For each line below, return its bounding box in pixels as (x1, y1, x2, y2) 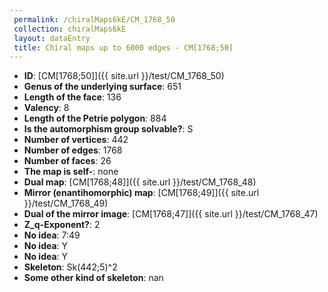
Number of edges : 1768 (23, 144, 123, 156)
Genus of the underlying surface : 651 (23, 81, 182, 93)
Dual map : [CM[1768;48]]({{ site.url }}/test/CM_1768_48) (23, 176, 257, 188)
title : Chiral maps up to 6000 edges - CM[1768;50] (13, 42, 234, 53)
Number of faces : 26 (23, 155, 112, 167)
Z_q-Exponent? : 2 (23, 219, 101, 231)
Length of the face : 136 (23, 91, 122, 103)
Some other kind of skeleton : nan (23, 272, 164, 284)
